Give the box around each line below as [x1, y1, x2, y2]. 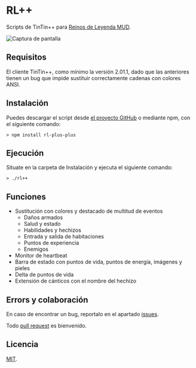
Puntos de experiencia [23, 240, 79, 247]
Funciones [6, 192, 47, 202]
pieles [14, 265, 30, 272]
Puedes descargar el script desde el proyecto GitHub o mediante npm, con [6, 114, 191, 121]
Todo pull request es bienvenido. [6, 322, 87, 329]
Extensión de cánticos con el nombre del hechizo [14, 277, 136, 284]
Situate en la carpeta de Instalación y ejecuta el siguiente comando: [6, 164, 173, 171]
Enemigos [23, 246, 49, 253]
